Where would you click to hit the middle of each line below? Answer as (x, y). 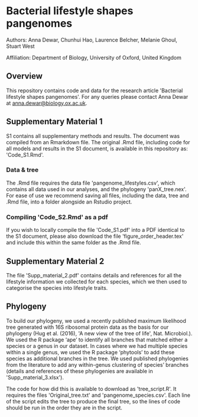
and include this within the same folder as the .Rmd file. (74, 243)
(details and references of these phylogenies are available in (80, 371)
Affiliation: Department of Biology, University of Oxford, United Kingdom (94, 57)
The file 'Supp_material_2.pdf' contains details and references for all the (94, 275)
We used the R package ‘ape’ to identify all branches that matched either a (97, 340)
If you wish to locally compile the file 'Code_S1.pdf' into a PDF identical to (95, 230)
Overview (25, 76)
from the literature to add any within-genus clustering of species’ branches (98, 364)
